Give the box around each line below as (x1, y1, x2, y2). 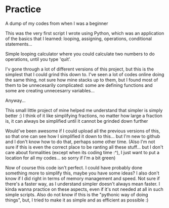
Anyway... (5, 97, 26, 103)
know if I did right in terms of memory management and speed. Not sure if (5, 175, 160, 181)
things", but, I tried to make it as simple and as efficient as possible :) (5, 197, 149, 203)
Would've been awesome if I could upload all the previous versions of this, (5, 128, 160, 134)
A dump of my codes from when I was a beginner (5, 20, 108, 26)
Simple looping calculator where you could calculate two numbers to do (5, 51, 155, 57)
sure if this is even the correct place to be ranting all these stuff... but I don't (5, 144, 163, 150)
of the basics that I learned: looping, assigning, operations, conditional (5, 36, 152, 42)
